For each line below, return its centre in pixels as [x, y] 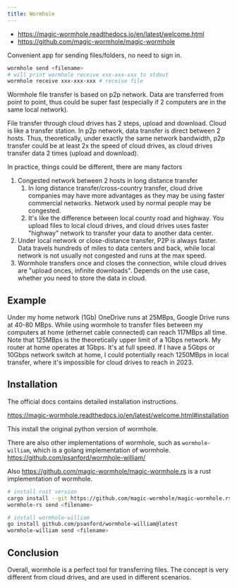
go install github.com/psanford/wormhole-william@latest [93, 524]
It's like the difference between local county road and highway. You [126, 218]
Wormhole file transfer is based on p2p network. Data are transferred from [116, 95]
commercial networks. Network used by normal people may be [120, 203]
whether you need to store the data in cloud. [82, 278]
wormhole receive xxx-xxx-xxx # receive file [75, 81]
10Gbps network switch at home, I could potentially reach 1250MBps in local [118, 355]
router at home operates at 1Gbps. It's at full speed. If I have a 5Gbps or [111, 347]
